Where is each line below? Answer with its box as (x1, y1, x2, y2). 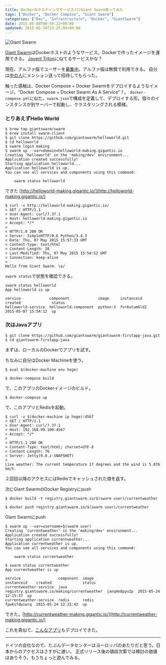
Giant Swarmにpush (5, 514, 46, 520)
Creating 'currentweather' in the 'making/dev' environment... (5, 528, 138, 533)
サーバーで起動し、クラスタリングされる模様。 (35, 102, 130, 108)
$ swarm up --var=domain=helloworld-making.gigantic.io (5, 148, 123, 154)
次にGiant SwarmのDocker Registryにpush (5, 486, 91, 492)
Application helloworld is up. (5, 166, 70, 171)
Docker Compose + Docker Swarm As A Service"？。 (19, 89, 129, 95)
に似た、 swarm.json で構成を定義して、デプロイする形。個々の (29, 95, 156, 102)
